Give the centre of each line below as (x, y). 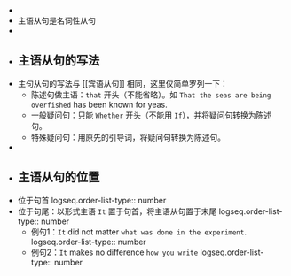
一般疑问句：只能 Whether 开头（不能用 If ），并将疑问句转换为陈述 (151, 115)
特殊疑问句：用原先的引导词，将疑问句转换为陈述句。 (128, 137)
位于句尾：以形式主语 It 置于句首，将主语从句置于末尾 (117, 211)
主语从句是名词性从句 (56, 20)
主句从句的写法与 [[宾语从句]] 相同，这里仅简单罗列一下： (123, 83)
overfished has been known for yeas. (99, 104)
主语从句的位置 (59, 177)
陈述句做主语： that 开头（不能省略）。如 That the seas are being (151, 95)
